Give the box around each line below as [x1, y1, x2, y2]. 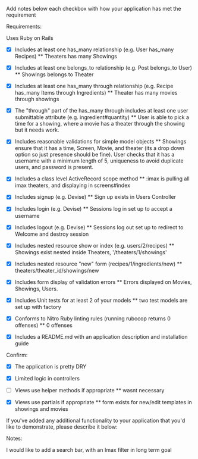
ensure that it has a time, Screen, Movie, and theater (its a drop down [14, 145, 185, 152]
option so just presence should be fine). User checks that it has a [14, 151, 175, 158]
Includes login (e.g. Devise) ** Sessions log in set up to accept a [14, 205, 172, 213]
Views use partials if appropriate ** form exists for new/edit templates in [14, 399, 192, 406]
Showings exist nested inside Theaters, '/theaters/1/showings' [14, 248, 168, 255]
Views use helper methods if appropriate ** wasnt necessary [14, 387, 165, 394]
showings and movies [14, 405, 68, 413]
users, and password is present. [14, 164, 94, 171]
